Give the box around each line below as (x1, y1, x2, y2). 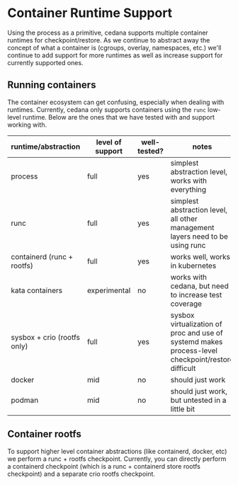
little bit (170, 404, 195, 413)
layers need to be (170, 232, 229, 241)
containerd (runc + (11, 251, 73, 261)
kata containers (11, 285, 62, 295)
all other (170, 214, 198, 224)
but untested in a (170, 395, 227, 405)
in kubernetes (170, 261, 217, 270)
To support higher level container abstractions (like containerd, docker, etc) (7, 447, 227, 455)
